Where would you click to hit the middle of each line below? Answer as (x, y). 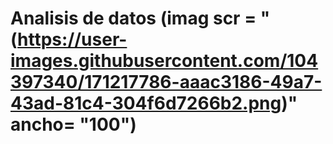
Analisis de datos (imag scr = (133, 18)
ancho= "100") (73, 124)
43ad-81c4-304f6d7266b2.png (146, 103)
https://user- (72, 39)
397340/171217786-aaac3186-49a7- (166, 82)
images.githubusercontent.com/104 (164, 61)
